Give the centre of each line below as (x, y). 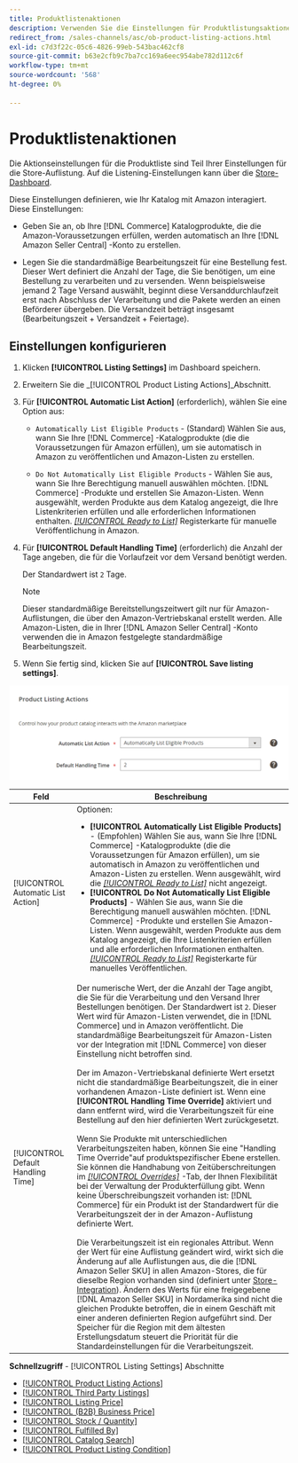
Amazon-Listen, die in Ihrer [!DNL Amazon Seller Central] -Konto (140, 628)
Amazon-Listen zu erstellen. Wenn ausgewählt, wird (185, 873)
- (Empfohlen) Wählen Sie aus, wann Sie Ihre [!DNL (184, 836)
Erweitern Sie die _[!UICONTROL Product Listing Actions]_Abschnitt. (147, 385)
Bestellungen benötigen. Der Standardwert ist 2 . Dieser (176, 1007)
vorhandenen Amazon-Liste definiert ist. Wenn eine (171, 1092)
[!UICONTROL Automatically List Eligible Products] (186, 826)
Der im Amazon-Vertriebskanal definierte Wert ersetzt (176, 1073)
